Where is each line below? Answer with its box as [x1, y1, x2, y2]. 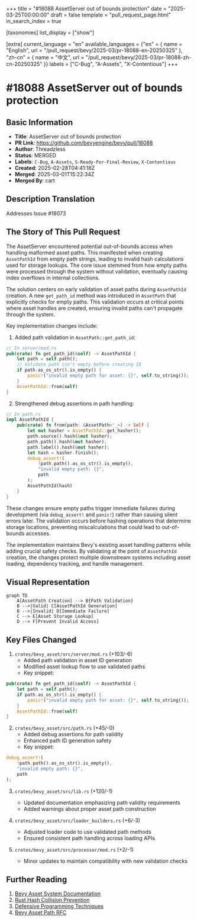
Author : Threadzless [14, 146, 66, 153]
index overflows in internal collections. [6, 274, 100, 281]
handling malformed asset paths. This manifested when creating [6, 249, 163, 256]
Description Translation [6, 194, 95, 204]
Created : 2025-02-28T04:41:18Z [14, 165, 95, 171]
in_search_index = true [6, 18, 62, 24]
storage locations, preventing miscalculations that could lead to [6, 523, 161, 530]
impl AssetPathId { [6, 417, 54, 423]
